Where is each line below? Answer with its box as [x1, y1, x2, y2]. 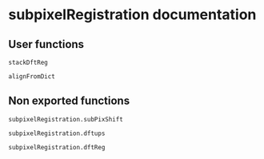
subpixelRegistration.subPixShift [8, 115, 124, 123]
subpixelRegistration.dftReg [8, 143, 106, 151]
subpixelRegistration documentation [8, 6, 257, 24]
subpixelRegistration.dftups [8, 129, 106, 137]
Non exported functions [8, 94, 130, 108]
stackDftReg [8, 58, 48, 66]
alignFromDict [8, 73, 56, 81]
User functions [8, 38, 85, 51]
